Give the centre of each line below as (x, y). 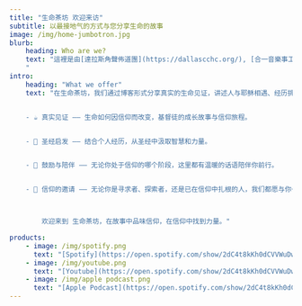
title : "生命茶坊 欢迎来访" (56, 18)
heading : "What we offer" (74, 85)
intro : (22, 76)
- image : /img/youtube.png (76, 263)
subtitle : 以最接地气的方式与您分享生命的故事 (86, 26)
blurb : (22, 43)
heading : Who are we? (66, 51)
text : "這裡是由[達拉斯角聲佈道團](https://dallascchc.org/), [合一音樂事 (157, 59)
